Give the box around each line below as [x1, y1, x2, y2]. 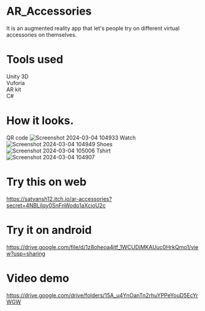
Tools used [6, 53, 64, 67]
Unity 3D [6, 72, 29, 80]
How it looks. [6, 114, 74, 128]
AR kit [6, 86, 21, 93]
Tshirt [96, 147, 111, 154]
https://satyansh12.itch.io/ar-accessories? [6, 195, 112, 203]
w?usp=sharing [6, 250, 46, 257]
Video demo [6, 271, 69, 285]
